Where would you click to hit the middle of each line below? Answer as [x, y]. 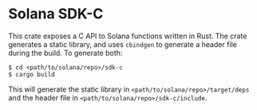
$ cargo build [32, 74]
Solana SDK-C [56, 14]
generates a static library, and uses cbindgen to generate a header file [123, 44]
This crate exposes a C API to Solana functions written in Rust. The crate [128, 36]
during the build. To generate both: [65, 53]
